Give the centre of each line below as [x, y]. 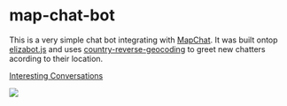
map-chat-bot [62, 15]
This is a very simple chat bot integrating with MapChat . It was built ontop [143, 40]
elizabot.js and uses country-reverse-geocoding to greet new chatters [137, 49]
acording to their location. [56, 58]
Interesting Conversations [56, 75]
